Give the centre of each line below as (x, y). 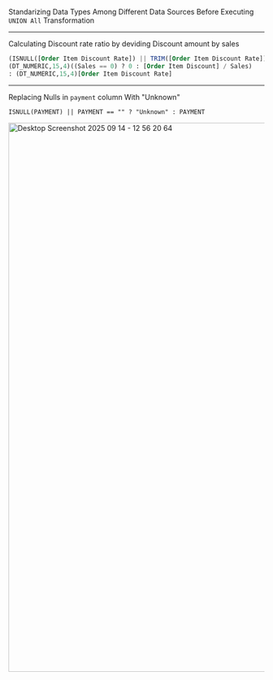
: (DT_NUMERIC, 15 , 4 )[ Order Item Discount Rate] (91, 74)
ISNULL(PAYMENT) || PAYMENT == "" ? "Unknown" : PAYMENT (107, 112)
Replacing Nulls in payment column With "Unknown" (94, 97)
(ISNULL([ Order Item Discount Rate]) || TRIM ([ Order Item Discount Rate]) (138, 59)
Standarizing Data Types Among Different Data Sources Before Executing (131, 12)
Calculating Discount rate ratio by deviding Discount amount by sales (124, 44)
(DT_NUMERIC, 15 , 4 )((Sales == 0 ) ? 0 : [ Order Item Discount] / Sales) (130, 66)
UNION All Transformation (52, 20)
